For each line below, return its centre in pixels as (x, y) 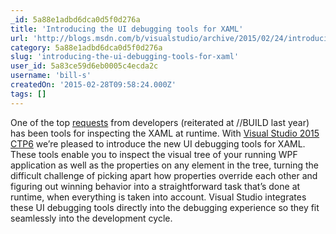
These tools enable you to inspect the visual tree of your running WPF (154, 154)
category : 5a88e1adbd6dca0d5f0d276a (86, 47)
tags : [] (28, 94)
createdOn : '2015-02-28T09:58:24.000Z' (93, 85)
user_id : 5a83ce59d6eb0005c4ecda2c (84, 66)
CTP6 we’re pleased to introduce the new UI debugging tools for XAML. (158, 143)
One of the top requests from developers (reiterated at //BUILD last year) (160, 122)
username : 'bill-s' (51, 76)
